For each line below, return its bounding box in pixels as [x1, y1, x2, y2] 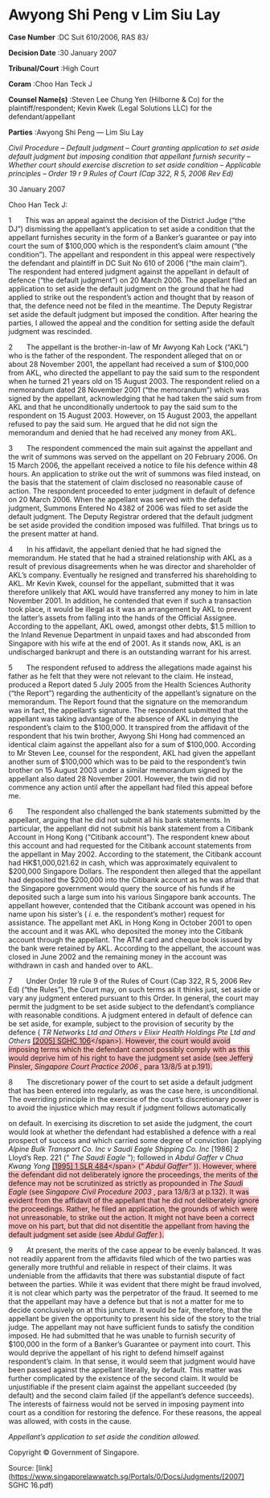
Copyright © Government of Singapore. [8, 1447, 139, 1457]
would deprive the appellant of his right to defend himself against [8, 1347, 224, 1357]
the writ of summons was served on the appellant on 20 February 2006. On [8, 452, 258, 461]
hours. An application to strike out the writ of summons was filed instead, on [8, 468, 261, 478]
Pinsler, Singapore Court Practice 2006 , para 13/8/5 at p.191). [8, 1061, 213, 1071]
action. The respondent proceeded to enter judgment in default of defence [8, 485, 256, 496]
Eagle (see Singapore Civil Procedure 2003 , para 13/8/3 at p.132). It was [8, 1186, 250, 1196]
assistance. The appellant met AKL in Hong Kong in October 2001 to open [8, 918, 252, 927]
